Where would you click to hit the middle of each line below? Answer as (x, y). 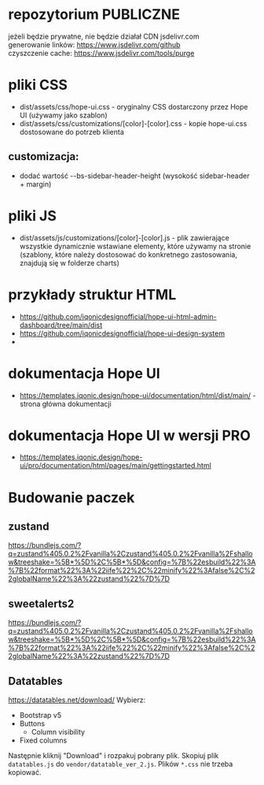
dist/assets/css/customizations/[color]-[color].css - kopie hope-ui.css (133, 123)
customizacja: (44, 156)
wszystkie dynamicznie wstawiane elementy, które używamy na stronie (135, 246)
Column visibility (58, 732)
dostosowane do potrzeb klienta (71, 132)
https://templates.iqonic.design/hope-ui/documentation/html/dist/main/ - (137, 395)
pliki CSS (38, 85)
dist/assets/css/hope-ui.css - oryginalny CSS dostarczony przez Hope (134, 106)
